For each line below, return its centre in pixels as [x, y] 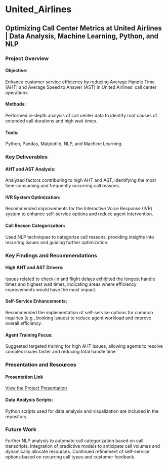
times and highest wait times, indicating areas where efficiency [71, 284]
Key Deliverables [27, 157]
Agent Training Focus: [29, 335]
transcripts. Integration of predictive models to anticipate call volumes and [83, 446]
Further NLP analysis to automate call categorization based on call [74, 441]
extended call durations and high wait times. [51, 121]
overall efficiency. [24, 323]
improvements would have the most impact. [51, 289]
